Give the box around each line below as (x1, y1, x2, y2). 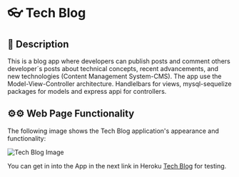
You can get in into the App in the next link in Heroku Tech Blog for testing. (7, 161, 227, 170)
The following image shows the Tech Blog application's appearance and (7, 127, 220, 135)
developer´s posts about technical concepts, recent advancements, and (7, 65, 219, 73)
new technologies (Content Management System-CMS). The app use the (7, 72, 222, 80)
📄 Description (7, 38, 69, 50)
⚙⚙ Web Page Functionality (7, 107, 135, 120)
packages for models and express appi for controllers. (7, 87, 167, 95)
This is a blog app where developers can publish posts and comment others (7, 57, 230, 65)
